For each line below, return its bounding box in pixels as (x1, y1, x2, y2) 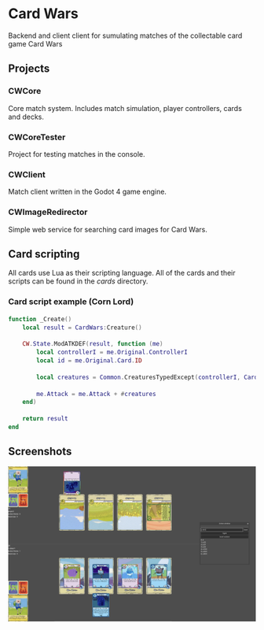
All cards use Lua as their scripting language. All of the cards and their (8, 269, 236, 278)
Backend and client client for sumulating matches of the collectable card (8, 31, 243, 40)
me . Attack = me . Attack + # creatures (36, 390, 156, 398)
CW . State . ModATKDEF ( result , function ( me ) (22, 340, 163, 348)
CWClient (8, 169, 46, 180)
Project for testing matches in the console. (8, 149, 145, 158)
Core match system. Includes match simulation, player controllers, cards (8, 103, 242, 113)
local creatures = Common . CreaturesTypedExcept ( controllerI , (36, 373, 241, 381)
